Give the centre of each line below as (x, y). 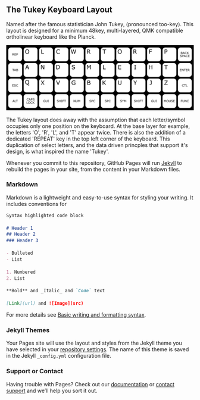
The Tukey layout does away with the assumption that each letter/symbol (96, 120)
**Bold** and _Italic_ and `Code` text (56, 291)
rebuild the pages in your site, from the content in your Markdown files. (93, 169)
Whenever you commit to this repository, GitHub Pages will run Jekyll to (94, 162)
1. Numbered (21, 272)
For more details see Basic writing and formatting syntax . (76, 314)
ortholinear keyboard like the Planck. (51, 37)
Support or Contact (35, 371)
